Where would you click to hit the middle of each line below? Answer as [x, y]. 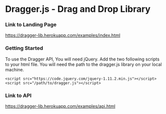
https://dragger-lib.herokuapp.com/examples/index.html [63, 35]
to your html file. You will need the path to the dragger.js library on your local [83, 64]
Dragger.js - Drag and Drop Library [78, 9]
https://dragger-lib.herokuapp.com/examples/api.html [60, 106]
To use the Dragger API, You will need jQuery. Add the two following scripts [83, 59]
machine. [15, 69]
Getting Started [24, 48]
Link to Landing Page [31, 25]
